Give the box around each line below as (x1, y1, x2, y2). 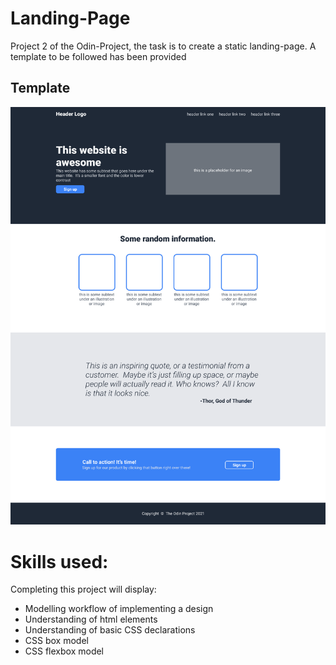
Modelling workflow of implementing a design (24, 603, 214, 615)
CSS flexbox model (24, 645, 105, 657)
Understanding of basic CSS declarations (24, 624, 196, 636)
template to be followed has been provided (10, 50, 187, 62)
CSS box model (24, 635, 89, 647)
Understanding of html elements (24, 613, 158, 626)
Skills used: (10, 550, 109, 573)
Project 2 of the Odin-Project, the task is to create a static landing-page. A (10, 40, 317, 52)
